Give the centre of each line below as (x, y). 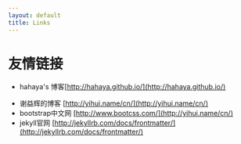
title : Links (29, 23)
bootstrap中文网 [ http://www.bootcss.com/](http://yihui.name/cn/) (126, 113)
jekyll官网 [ (37, 123)
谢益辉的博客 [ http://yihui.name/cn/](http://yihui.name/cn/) (114, 103)
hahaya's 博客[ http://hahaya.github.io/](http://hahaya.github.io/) (122, 87)
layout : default (34, 15)
